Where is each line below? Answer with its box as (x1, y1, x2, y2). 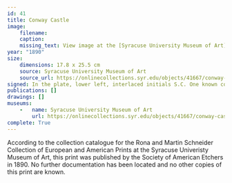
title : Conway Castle (7, 17, 70, 23)
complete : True (7, 119, 51, 126)
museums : (7, 100, 32, 107)
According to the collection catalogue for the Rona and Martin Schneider (7, 138, 214, 146)
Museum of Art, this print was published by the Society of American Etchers (7, 153, 224, 161)
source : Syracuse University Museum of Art (19, 68, 147, 75)
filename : (19, 29, 48, 37)
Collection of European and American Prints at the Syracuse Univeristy (7, 146, 209, 154)
